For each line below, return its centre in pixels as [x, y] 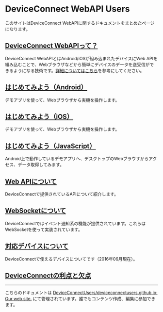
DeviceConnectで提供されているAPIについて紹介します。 [62, 194]
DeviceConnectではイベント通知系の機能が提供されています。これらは [75, 223]
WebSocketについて [36, 211]
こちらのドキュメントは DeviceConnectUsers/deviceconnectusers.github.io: [81, 293]
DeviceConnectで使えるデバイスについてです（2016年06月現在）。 [71, 259]
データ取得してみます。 [41, 165]
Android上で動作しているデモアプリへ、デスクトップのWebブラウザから [77, 159]
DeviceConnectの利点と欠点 [48, 276]
